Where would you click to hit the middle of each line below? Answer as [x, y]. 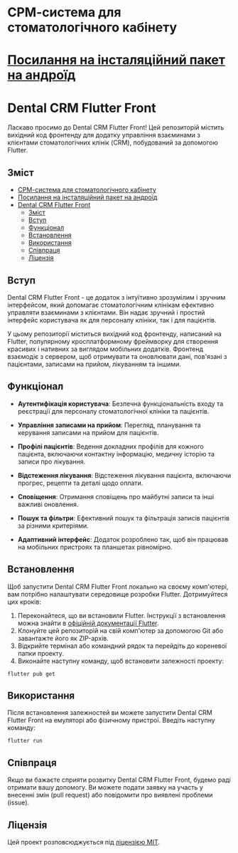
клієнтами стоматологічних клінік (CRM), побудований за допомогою [113, 142]
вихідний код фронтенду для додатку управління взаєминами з [104, 135]
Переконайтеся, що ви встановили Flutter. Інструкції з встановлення [121, 615]
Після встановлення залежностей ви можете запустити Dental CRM [110, 713]
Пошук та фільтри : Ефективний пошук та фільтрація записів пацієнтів [123, 518]
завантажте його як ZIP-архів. [63, 638]
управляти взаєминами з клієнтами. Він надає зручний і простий [106, 312]
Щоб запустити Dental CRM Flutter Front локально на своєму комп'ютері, [118, 586]
